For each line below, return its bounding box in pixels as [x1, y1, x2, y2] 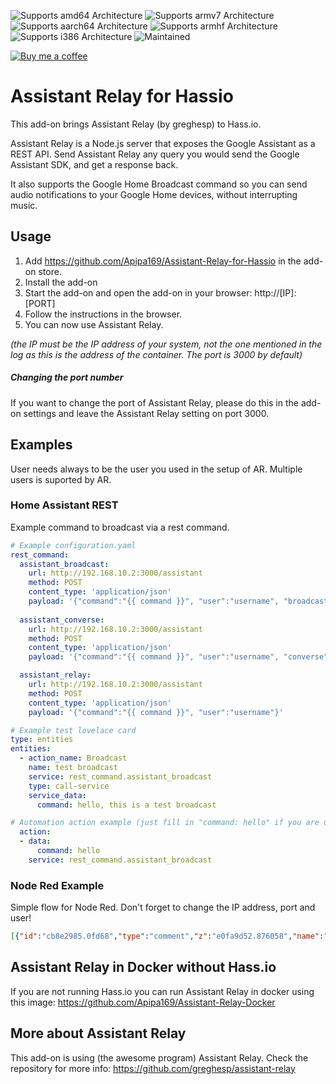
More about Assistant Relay [10, 1025, 187, 1042]
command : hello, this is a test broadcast [36, 800, 217, 810]
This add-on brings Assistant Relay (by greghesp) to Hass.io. [10, 118, 262, 130]
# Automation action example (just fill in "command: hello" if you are [10, 818, 320, 828]
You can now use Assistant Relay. [24, 318, 164, 330]
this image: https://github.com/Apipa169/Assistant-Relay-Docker [10, 996, 276, 1008]
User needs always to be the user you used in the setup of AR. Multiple [10, 463, 303, 475]
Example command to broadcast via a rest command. [10, 521, 230, 533]
